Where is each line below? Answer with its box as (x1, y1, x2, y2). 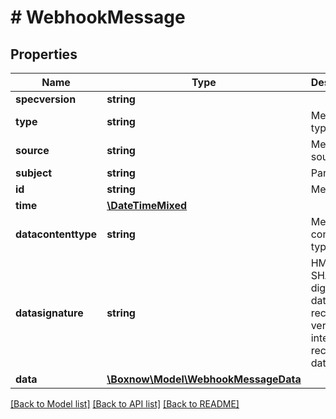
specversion (15, 92, 77, 106)
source (15, 144, 50, 157)
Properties (10, 46, 78, 63)
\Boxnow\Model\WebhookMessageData (106, 372, 302, 386)
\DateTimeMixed (106, 199, 188, 212)
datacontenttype (15, 227, 98, 241)
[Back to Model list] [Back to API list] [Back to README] (10, 398, 240, 410)
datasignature (15, 306, 84, 320)
